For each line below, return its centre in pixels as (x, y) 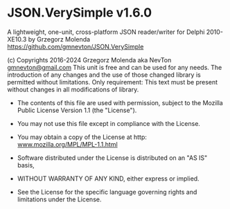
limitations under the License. (59, 199)
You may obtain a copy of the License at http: (82, 137)
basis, (26, 165)
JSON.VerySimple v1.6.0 (80, 13)
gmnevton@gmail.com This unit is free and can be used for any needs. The (115, 67)
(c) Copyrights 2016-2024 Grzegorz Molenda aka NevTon (89, 60)
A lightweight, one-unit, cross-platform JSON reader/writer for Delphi (106, 32)
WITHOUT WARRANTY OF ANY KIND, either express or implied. (108, 179)
